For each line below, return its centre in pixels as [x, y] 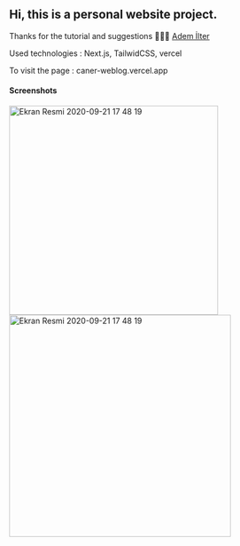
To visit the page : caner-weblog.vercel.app [89, 70]
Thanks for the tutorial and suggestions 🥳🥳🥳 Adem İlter [109, 36]
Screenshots [33, 91]
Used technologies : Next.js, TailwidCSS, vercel [96, 53]
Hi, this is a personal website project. [113, 15]
